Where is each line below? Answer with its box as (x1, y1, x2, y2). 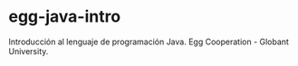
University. (8, 45, 49, 56)
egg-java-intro (8, 6, 121, 27)
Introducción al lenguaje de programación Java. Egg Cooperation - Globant (8, 36, 289, 47)
